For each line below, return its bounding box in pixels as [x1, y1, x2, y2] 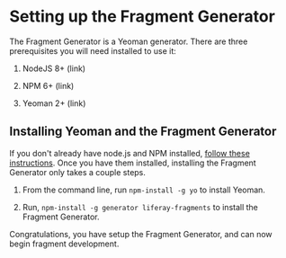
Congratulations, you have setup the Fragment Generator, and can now [9, 228, 273, 239]
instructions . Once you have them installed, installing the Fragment [9, 157, 256, 168]
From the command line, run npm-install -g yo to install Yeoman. [22, 184, 265, 195]
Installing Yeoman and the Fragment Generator [9, 124, 277, 139]
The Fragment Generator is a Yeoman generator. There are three [9, 36, 248, 47]
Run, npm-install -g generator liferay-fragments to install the [22, 201, 259, 212]
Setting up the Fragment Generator [9, 6, 276, 27]
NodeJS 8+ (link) [22, 63, 86, 74]
